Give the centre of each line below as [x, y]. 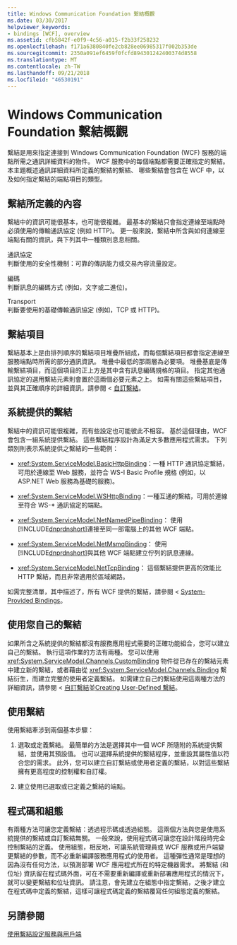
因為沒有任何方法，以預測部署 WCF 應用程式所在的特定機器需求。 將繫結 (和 [118, 865]
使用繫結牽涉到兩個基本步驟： [50, 730]
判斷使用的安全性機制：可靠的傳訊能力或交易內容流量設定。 [94, 264]
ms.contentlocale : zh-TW [44, 66]
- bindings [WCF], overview [49, 34]
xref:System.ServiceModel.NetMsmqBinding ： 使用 [92, 544]
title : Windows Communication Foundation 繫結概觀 [81, 14]
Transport [22, 302]
